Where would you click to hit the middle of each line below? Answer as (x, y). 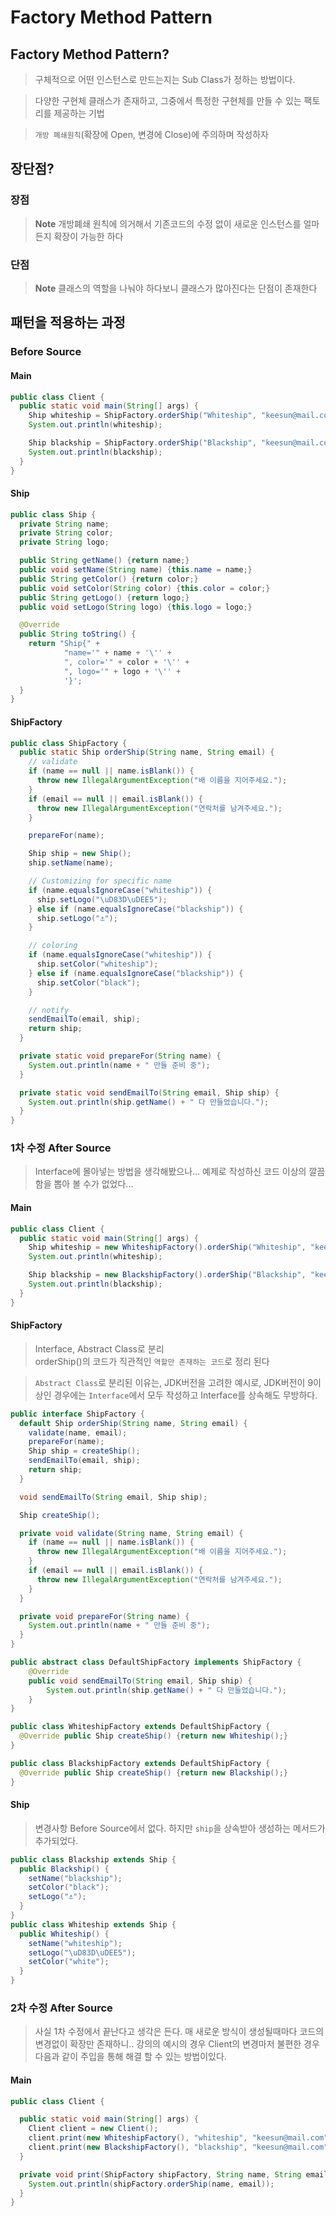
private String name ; (64, 524)
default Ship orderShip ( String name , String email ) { (133, 1423)
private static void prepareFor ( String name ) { (120, 1056)
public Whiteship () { (64, 1934)
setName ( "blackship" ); (75, 1878)
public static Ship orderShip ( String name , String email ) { (147, 752)
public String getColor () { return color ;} (109, 579)
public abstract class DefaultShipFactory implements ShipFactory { (156, 1662)
